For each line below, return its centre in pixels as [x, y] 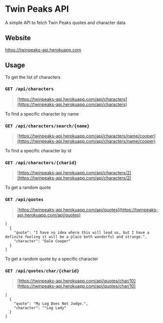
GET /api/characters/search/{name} [47, 126]
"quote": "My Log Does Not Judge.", [51, 304]
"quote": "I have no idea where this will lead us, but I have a [82, 232]
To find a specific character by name [42, 114]
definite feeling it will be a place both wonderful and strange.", [76, 237]
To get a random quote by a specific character [52, 259]
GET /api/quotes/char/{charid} [42, 271]
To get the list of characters [33, 77]
